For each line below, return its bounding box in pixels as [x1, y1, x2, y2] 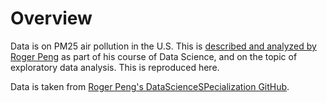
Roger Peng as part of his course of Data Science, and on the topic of [10, 50, 298, 62]
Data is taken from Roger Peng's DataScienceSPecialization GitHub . [10, 80, 290, 92]
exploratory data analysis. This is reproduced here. [10, 61, 220, 73]
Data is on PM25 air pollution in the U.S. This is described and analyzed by [10, 40, 317, 52]
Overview [10, 7, 93, 30]
